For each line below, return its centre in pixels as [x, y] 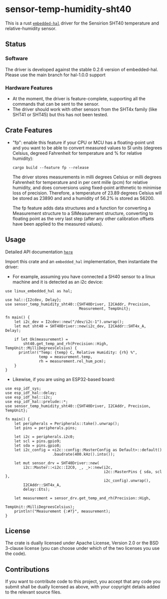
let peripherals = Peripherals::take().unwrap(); [67, 424]
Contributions [27, 569]
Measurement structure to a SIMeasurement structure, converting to [83, 213]
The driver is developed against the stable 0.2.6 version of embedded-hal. [82, 69]
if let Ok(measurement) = [41, 339]
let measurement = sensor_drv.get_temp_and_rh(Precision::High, [82, 498]
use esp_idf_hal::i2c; [29, 397]
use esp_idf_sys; [23, 388]
